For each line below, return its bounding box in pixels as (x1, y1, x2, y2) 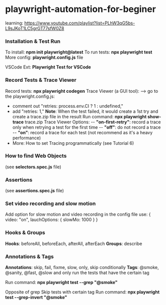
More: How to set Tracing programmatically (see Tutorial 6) (12, 140, 134, 146)
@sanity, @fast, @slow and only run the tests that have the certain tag (5, 270, 150, 276)
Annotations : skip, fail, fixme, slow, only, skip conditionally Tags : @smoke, (5, 265, 159, 271)
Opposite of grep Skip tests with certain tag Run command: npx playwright (5, 289, 160, 295)
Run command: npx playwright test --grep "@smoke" (5, 280, 118, 286)
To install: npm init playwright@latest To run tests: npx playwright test (5, 49, 153, 55)
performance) (12, 135, 41, 141)
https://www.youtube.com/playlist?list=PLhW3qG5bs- (24, 20, 136, 26)
